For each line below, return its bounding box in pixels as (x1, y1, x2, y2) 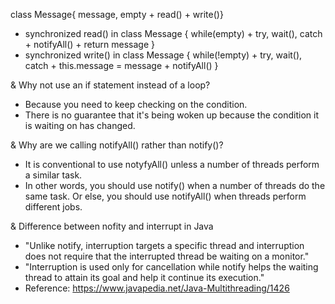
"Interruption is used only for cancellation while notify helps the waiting (24, 261, 319, 273)
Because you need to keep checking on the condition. (24, 99, 248, 110)
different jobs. (24, 201, 83, 213)
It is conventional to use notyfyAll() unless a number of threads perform (24, 159, 320, 170)
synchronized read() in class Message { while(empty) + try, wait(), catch (24, 28, 323, 39)
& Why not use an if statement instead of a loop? (10, 79, 211, 91)
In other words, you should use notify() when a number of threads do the (24, 180, 326, 191)
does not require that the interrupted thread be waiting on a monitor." (24, 250, 310, 262)
